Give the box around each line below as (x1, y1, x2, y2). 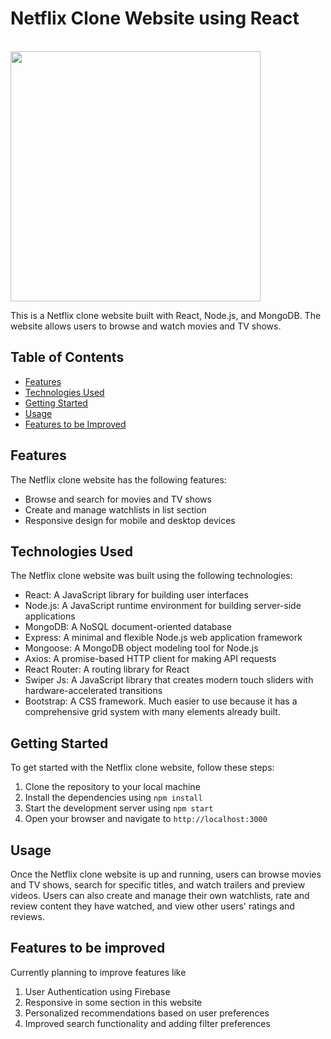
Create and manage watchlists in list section (24, 503, 207, 516)
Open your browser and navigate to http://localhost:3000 (24, 813, 268, 825)
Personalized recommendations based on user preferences (24, 1007, 270, 1019)
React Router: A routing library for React (24, 663, 190, 676)
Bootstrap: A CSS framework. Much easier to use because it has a (24, 695, 298, 707)
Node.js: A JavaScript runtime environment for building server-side (24, 600, 302, 612)
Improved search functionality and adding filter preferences (24, 1017, 271, 1029)
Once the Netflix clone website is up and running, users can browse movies (10, 868, 322, 880)
